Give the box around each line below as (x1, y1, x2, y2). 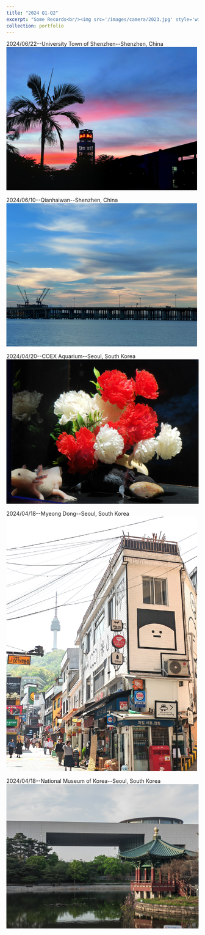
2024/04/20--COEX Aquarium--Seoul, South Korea (6, 353, 136, 360)
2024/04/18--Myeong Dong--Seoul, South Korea (6, 510, 129, 518)
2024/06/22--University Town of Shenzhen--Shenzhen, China (6, 40, 164, 48)
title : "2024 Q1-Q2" (6, 10, 59, 16)
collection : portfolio (6, 23, 64, 29)
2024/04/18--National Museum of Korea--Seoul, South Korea (6, 777, 161, 785)
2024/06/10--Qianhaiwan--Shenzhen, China (6, 196, 118, 204)
